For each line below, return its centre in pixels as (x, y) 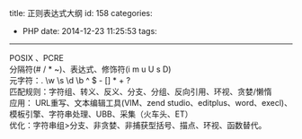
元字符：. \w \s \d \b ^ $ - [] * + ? (70, 80)
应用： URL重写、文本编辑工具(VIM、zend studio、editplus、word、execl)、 (151, 103)
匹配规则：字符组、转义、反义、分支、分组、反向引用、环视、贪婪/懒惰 (141, 91)
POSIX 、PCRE (37, 58)
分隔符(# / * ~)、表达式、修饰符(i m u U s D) (90, 69)
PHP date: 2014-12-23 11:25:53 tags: (89, 31)
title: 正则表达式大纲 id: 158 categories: (81, 13)
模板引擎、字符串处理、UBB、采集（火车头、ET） (101, 114)
